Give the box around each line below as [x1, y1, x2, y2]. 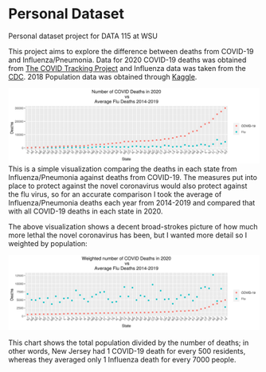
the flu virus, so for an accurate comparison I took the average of [8, 190, 222, 199]
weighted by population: [8, 239, 88, 249]
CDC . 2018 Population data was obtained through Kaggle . [8, 72, 198, 81]
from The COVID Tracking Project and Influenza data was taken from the [8, 63, 246, 72]
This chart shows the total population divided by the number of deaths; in [8, 338, 249, 347]
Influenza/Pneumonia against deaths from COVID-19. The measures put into [8, 173, 257, 182]
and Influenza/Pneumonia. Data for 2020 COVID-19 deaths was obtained [8, 55, 247, 65]
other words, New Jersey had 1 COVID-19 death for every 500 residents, [8, 347, 246, 356]
